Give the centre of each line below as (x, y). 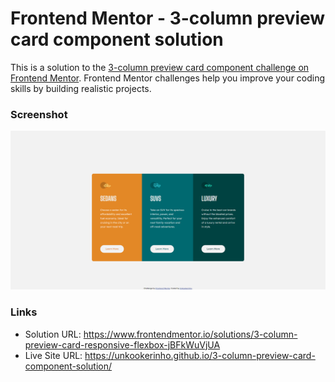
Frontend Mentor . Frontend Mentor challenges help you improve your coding (168, 78)
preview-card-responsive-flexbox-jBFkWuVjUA (122, 344)
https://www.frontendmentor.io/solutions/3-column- (190, 334)
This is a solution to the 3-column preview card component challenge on (160, 67)
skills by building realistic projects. (81, 88)
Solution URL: (53, 334)
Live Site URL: (53, 355)
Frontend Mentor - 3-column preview (168, 18)
